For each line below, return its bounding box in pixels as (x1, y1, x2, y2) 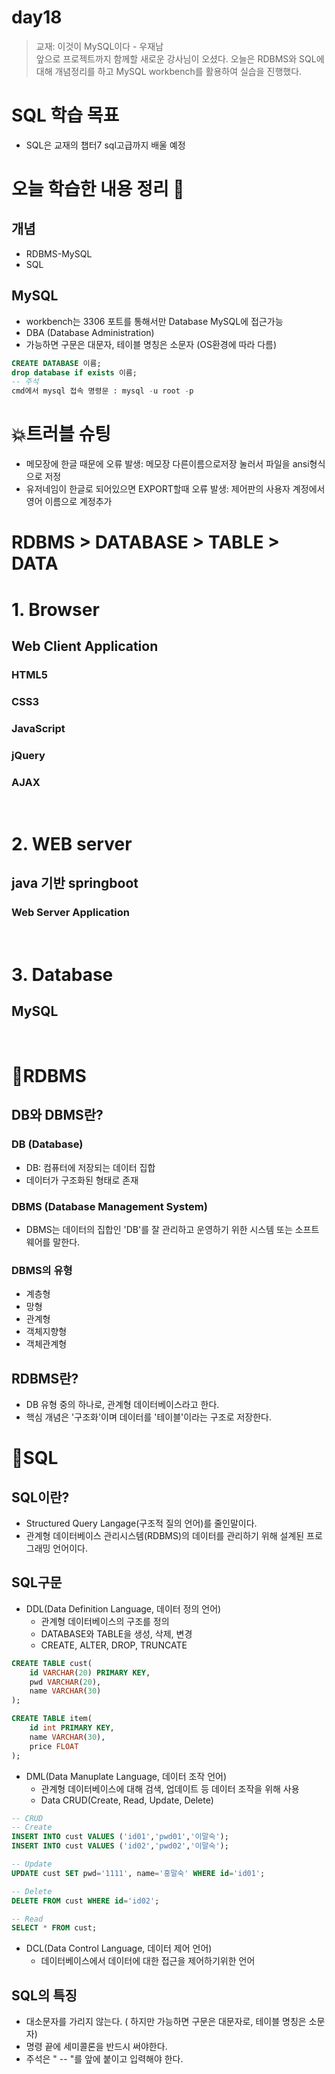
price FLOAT (29, 1741, 79, 1751)
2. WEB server (11, 833, 133, 856)
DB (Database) (11, 1137, 84, 1151)
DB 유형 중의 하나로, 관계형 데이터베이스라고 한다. (25, 1399, 220, 1411)
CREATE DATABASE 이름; (11, 358, 102, 368)
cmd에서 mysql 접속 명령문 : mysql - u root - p (11, 386, 194, 396)
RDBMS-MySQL (25, 247, 93, 260)
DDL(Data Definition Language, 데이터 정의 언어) (25, 1602, 222, 1615)
